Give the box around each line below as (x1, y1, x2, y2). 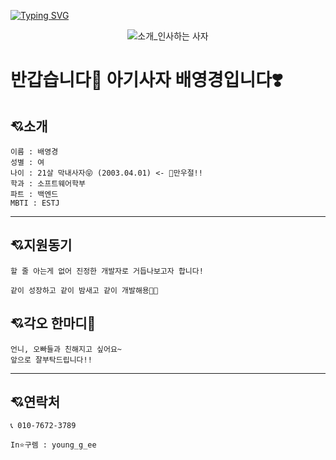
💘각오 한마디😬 (10, 315, 97, 332)
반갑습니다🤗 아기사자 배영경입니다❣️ (10, 69, 283, 92)
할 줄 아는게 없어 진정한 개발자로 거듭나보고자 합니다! (10, 266, 204, 276)
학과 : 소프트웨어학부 (10, 179, 86, 189)
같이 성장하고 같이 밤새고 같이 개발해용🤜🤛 (10, 285, 159, 295)
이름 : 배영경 (10, 147, 59, 157)
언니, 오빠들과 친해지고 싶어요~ (10, 344, 123, 354)
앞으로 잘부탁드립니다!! (10, 355, 93, 365)
